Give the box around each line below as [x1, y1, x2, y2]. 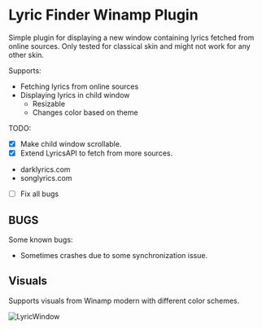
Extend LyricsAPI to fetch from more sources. [20, 148, 173, 158]
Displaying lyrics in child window [20, 90, 130, 99]
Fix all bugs [20, 189, 59, 199]
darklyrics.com [20, 164, 71, 174]
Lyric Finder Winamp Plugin [8, 6, 199, 24]
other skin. [8, 50, 45, 59]
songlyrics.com [20, 173, 72, 183]
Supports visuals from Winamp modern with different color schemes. [8, 296, 240, 305]
